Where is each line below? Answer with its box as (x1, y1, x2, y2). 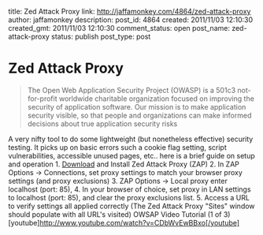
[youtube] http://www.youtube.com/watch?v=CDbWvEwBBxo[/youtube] (8, 218, 240, 227)
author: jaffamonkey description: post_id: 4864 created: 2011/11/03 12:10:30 (8, 15, 254, 24)
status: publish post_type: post (50, 32, 151, 41)
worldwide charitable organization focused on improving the (58, 94, 254, 103)
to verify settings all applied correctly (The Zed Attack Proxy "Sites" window (8, 201, 255, 211)
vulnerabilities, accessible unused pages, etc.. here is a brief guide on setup (8, 151, 256, 160)
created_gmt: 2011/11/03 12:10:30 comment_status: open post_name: (8, 24, 231, 32)
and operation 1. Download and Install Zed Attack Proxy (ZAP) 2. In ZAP (8, 159, 240, 169)
